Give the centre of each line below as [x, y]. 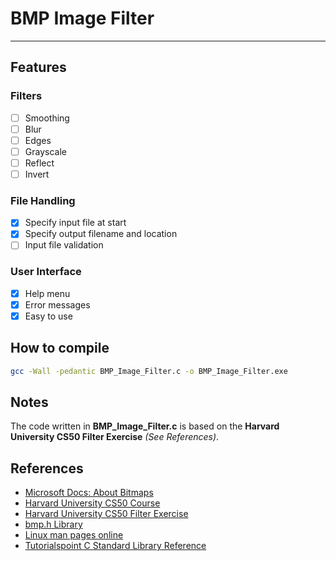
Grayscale [45, 151]
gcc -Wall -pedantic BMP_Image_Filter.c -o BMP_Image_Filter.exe [149, 371]
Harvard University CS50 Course [92, 503]
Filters [26, 96]
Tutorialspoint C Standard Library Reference [115, 546]
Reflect [39, 163]
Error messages [57, 304]
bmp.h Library [53, 524]
